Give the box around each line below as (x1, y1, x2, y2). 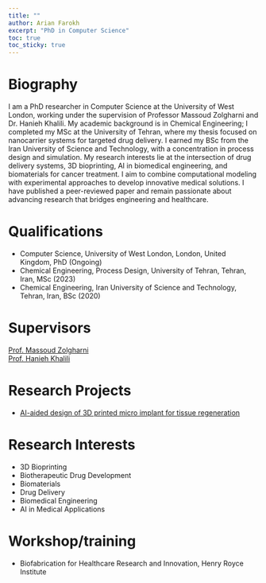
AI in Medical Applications (19, 504, 106, 514)
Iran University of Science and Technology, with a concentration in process (8, 144, 254, 154)
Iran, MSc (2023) (19, 274, 76, 283)
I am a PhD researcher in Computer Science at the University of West (8, 102, 234, 111)
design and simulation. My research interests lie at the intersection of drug (8, 153, 252, 162)
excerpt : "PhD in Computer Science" (8, 26, 129, 34)
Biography (8, 76, 78, 94)
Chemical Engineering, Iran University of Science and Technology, (19, 283, 237, 292)
